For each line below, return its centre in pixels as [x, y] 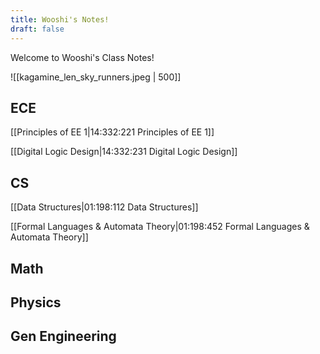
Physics [36, 302]
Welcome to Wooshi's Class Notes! [82, 57]
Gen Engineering [63, 336]
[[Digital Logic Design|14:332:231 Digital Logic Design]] [124, 152]
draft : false [37, 29]
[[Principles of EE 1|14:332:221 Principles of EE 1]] [112, 132]
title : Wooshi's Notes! [60, 19]
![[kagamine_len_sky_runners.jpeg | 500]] [96, 77]
